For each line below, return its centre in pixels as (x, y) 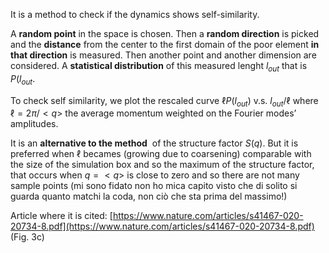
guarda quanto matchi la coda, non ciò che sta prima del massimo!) (149, 196)
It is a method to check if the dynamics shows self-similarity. (135, 14)
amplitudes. (34, 124)
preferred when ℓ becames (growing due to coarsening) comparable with (161, 154)
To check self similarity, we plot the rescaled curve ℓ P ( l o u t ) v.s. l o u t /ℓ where (164, 101)
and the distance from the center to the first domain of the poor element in (165, 44)
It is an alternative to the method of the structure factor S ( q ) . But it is (154, 143)
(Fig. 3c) (27, 237)
